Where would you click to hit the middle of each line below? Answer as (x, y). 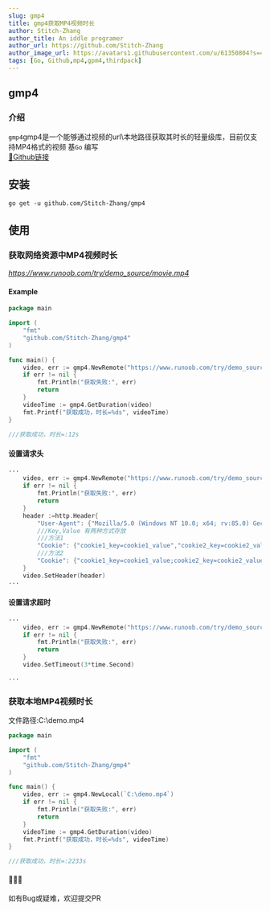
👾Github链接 (29, 157)
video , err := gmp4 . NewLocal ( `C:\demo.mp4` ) (98, 794)
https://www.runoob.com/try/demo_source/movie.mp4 (99, 273)
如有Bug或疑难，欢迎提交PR (55, 898)
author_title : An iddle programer (66, 38)
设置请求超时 (29, 602)
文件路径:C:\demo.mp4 (46, 720)
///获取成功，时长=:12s (44, 434)
